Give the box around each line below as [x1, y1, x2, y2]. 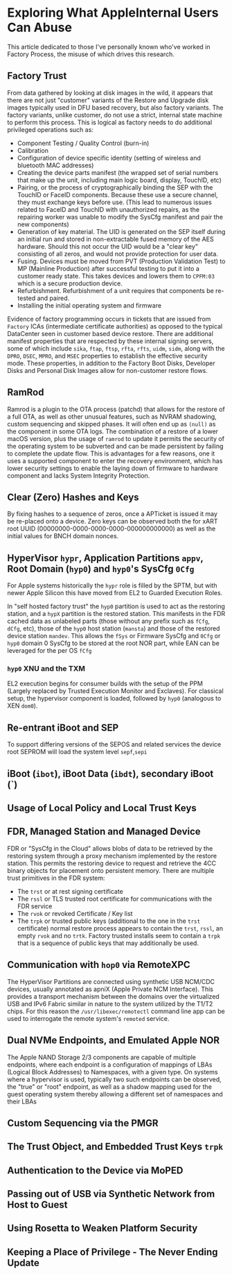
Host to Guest [7, 1199, 68, 1211]
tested [17, 294, 36, 302]
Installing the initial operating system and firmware [17, 301, 161, 310]
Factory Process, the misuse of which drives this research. [7, 50, 175, 58]
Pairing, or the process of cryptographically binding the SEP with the [17, 183, 213, 192]
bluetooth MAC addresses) [17, 161, 94, 169]
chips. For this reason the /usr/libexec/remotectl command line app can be [7, 1007, 225, 1015]
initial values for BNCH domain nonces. [7, 532, 119, 540]
